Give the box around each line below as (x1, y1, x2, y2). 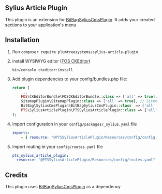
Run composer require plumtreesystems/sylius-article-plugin (12, 48, 138, 55)
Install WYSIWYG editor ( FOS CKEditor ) (12, 58, 91, 64)
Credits (5, 171, 28, 179)
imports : (12, 130, 30, 135)
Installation (5, 36, 40, 44)
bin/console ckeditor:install (12, 67, 74, 72)
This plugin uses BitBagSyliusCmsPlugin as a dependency (5, 184, 121, 190)
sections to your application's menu (5, 22, 76, 28)
